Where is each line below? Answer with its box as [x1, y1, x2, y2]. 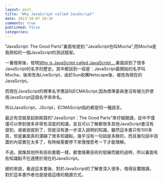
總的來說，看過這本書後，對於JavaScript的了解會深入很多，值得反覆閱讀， [5, 166, 154, 171]
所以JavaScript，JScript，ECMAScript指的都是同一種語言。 [5, 105, 125, 110]
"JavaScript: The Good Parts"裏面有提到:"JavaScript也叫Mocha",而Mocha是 [5, 44, 157, 49]
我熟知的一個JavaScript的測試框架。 [5, 49, 78, 55]
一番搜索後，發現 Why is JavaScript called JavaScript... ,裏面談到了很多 [5, 60, 146, 65]
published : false [5, 25, 40, 30]
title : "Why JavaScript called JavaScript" [5, 12, 95, 16]
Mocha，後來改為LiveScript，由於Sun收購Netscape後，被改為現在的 [5, 72, 142, 77]
